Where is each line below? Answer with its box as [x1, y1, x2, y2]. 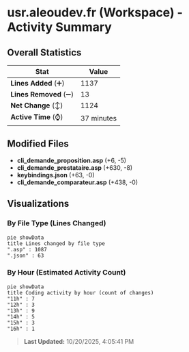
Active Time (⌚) [10, 112, 63, 121]
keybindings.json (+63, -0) [16, 171, 95, 179]
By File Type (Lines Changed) [7, 218, 106, 228]
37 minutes [80, 113, 117, 123]
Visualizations [7, 198, 70, 210]
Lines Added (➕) [10, 79, 65, 88]
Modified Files [7, 138, 70, 150]
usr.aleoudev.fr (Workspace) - [7, 5, 183, 21]
